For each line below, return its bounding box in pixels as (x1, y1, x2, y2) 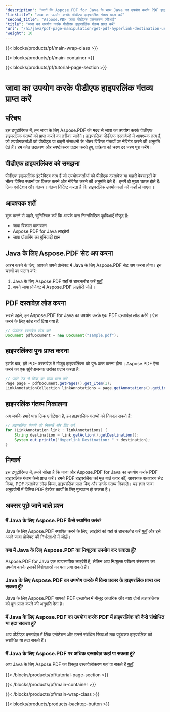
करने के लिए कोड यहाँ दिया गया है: (5, 318, 60, 324)
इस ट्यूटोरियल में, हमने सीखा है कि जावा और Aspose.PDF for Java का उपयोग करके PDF (5, 469, 158, 476)
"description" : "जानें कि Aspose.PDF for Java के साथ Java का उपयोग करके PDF (5, 7, 159, 13)
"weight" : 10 (5, 31, 33, 36)
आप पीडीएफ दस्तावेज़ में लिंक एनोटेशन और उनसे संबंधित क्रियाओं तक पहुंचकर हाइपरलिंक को (5, 631, 153, 638)
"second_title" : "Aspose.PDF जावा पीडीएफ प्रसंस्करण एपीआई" (5, 17, 117, 22)
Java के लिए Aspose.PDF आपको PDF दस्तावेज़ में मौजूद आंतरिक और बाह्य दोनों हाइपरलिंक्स (5, 595, 160, 601)
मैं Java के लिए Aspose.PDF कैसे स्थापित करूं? (5, 517, 102, 524)
